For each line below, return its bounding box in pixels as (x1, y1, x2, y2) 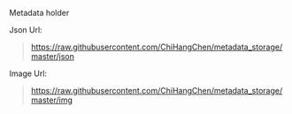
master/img (30, 95, 73, 105)
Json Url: (9, 25, 42, 34)
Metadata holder (9, 8, 70, 18)
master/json (30, 51, 75, 61)
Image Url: (9, 68, 47, 79)
